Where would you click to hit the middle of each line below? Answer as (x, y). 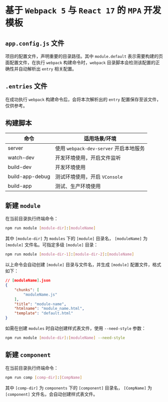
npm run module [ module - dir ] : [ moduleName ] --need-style (65, 338)
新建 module (23, 206)
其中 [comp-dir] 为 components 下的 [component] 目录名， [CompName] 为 (79, 388)
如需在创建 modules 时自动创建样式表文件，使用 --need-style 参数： (76, 328)
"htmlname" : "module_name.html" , (49, 309)
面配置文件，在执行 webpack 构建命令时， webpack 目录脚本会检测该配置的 (80, 63)
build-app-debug (29, 176)
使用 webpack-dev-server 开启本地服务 (100, 148)
